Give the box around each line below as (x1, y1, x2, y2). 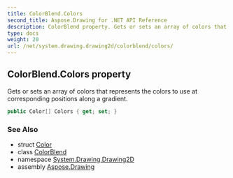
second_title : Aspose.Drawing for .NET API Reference (7, 17, 168, 24)
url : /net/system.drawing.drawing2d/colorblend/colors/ (7, 43, 174, 50)
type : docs (7, 29, 39, 37)
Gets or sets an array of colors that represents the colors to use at (7, 87, 198, 95)
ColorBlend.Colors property (7, 68, 132, 80)
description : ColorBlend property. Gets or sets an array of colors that (7, 23, 227, 30)
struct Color (17, 140, 52, 149)
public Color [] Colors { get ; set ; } (7, 107, 118, 115)
